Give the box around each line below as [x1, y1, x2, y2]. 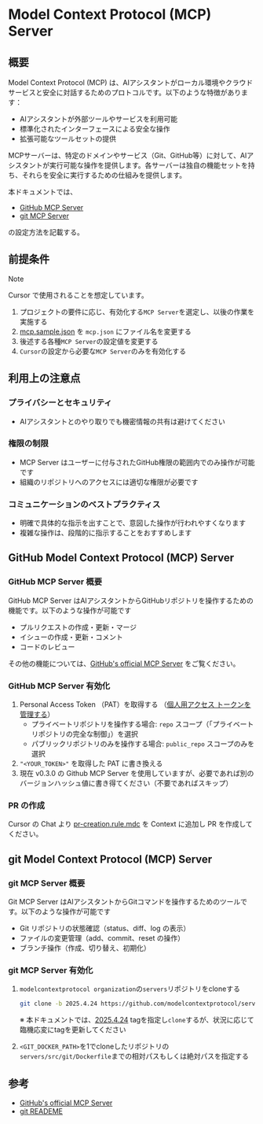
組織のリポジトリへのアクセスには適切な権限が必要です [19, 477, 199, 486]
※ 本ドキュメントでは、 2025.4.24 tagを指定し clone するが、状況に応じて [19, 1015, 255, 1025]
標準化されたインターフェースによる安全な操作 [19, 124, 170, 133]
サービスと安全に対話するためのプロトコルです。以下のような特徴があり [8, 88, 242, 97]
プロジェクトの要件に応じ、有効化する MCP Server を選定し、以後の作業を [19, 307, 255, 316]
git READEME [19, 1107, 63, 1116]
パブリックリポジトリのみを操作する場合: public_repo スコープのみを [31, 739, 255, 749]
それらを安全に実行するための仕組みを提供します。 [21, 171, 187, 179]
